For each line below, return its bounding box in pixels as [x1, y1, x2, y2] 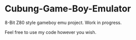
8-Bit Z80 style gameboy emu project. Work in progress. [5, 19, 122, 25]
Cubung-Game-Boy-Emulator [5, 3, 131, 14]
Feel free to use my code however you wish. [5, 29, 97, 35]
